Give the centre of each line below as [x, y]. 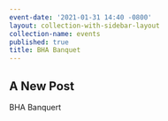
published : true [39, 42]
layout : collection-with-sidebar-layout [85, 26]
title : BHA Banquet [45, 50]
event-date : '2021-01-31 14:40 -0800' [80, 17]
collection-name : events [55, 34]
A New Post [42, 86]
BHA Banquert [35, 107]
